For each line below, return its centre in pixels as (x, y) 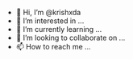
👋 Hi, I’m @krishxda (48, 12)
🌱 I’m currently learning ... (59, 29)
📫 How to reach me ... (53, 47)
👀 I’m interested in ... (50, 21)
